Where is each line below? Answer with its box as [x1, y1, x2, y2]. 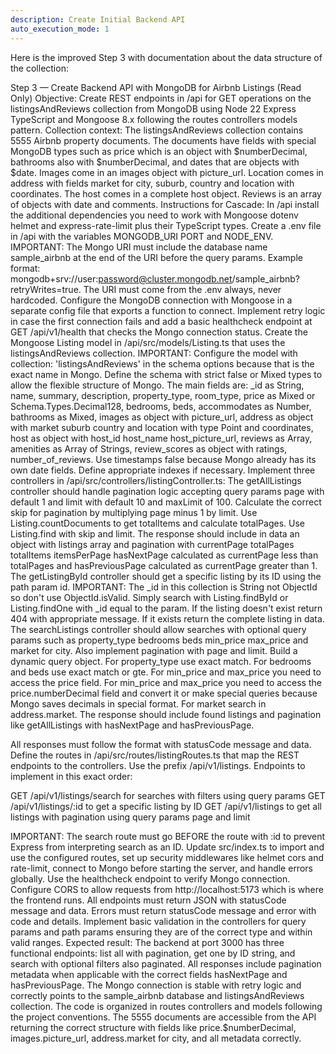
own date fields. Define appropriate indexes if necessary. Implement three [10, 464, 316, 476]
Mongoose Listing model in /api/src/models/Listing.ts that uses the [10, 336, 286, 348]
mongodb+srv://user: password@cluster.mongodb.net [10, 272, 233, 285]
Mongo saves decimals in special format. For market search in [10, 697, 267, 710]
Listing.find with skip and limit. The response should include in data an [10, 527, 300, 540]
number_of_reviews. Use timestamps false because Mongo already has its [10, 453, 317, 465]
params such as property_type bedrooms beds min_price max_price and [10, 634, 309, 646]
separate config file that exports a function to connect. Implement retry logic [10, 304, 326, 316]
